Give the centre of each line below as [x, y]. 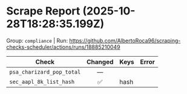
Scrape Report [43, 11]
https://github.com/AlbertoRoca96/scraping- [125, 40]
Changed [100, 61]
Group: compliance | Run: [37, 40]
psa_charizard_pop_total [45, 72]
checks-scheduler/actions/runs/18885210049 [63, 47]
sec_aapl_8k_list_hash [42, 82]
